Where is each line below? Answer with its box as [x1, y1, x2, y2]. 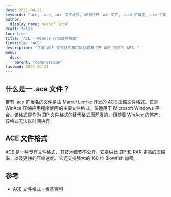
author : [5, 17, 22, 22]
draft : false [5, 26, 33, 32]
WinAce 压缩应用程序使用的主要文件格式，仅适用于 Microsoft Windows [5, 105, 154, 111]
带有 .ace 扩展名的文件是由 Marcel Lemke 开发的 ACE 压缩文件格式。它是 [5, 99, 159, 105]
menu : [5, 50, 17, 55]
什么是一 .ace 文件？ [5, 85, 70, 93]
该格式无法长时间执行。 [5, 118, 54, 124]
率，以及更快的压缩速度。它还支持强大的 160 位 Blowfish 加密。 [5, 155, 138, 161]
